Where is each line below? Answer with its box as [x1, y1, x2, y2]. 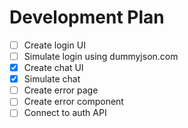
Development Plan [9, 6, 165, 29]
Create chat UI [23, 62, 84, 74]
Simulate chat [23, 73, 81, 85]
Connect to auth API [23, 107, 107, 119]
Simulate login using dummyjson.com [23, 51, 179, 62]
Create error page [23, 84, 99, 96]
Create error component [23, 96, 124, 108]
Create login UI [23, 39, 86, 51]
